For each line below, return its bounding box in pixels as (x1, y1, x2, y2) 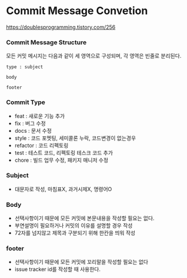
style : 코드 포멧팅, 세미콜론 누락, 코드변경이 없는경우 (14, 134, 136, 142)
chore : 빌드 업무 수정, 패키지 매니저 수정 (14, 156, 109, 163)
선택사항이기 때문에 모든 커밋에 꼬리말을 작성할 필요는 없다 (14, 259, 149, 266)
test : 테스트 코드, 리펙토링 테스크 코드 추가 (14, 149, 113, 156)
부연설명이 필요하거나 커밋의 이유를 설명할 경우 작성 (14, 222, 133, 229)
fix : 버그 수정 (14, 119, 46, 127)
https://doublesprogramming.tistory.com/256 (6, 24, 116, 31)
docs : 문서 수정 (14, 127, 52, 134)
